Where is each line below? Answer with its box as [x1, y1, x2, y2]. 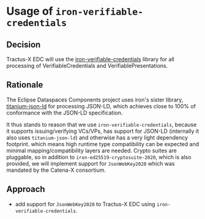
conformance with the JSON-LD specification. [6, 109, 123, 116]
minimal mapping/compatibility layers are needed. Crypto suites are [6, 147, 177, 154]
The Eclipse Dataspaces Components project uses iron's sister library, [6, 96, 184, 103]
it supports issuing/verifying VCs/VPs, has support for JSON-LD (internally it [6, 127, 199, 135]
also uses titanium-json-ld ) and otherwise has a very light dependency [6, 133, 188, 141]
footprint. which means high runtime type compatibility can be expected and [6, 140, 199, 147]
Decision [6, 39, 41, 50]
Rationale [6, 80, 43, 90]
